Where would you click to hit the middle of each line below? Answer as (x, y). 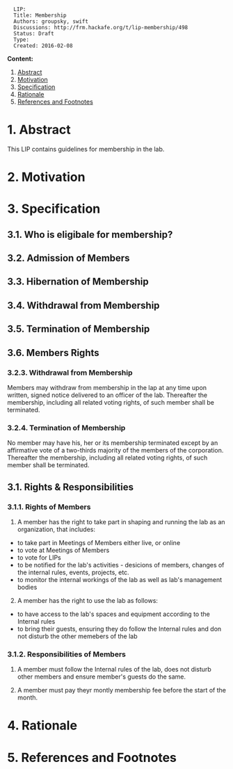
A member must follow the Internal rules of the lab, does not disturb (114, 670)
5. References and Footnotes (92, 758)
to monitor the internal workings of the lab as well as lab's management (120, 579)
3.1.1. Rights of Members (49, 507)
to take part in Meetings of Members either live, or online (99, 542)
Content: (20, 59)
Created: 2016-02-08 (43, 46)
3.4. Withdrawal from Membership (83, 305)
